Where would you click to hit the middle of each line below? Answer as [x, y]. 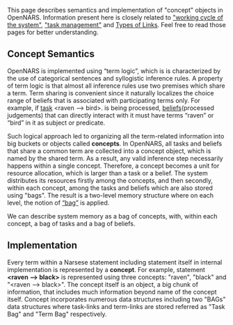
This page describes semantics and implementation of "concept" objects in [115, 10]
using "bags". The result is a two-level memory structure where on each [111, 195]
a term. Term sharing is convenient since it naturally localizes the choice [111, 93]
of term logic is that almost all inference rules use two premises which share [116, 86]
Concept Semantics [51, 54]
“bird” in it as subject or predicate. [56, 122]
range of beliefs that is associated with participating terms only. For [104, 100]
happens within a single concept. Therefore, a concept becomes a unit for [113, 166]
